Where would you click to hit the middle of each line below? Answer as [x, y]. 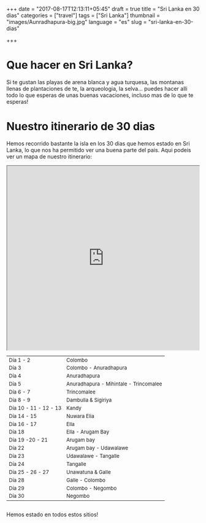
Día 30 [17, 496]
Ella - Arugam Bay [88, 432]
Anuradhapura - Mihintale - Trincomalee [114, 384]
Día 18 [17, 432]
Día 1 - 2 [20, 360]
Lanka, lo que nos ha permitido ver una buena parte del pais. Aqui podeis [99, 150]
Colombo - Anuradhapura [97, 368]
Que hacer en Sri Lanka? [70, 65]
